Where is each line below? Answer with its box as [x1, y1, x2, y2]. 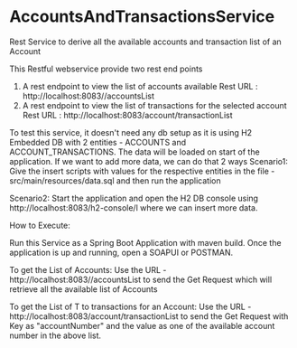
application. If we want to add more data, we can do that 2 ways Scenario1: [9, 155, 289, 166]
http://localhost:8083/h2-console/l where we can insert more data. [9, 202, 258, 213]
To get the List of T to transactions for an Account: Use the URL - [9, 301, 252, 312]
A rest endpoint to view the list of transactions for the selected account [22, 99, 287, 110]
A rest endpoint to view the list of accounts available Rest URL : [22, 80, 258, 91]
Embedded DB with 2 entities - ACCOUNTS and [9, 136, 187, 147]
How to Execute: [9, 220, 70, 230]
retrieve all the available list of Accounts [9, 283, 158, 295]
